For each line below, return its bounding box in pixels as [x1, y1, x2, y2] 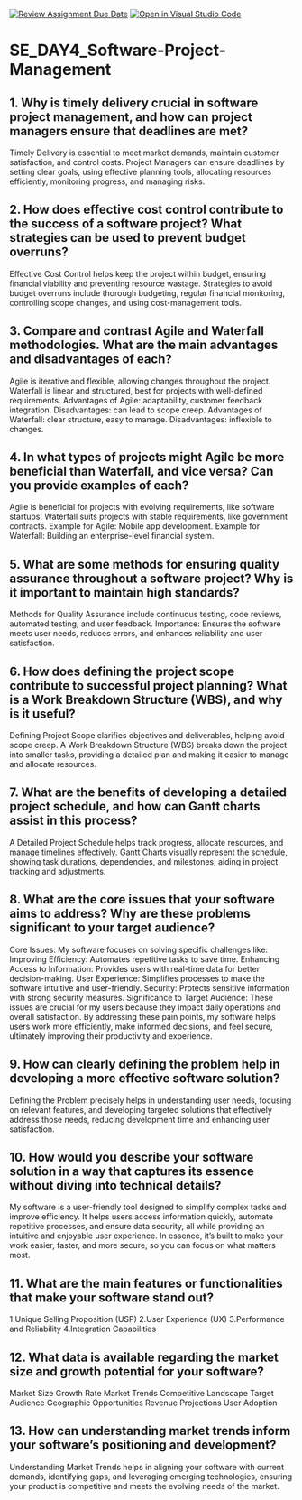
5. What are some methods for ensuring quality [9, 556, 280, 572]
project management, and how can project [9, 109, 252, 125]
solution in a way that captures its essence [9, 1163, 255, 1179]
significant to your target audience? [9, 921, 215, 936]
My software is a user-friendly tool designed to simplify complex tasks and [9, 1201, 287, 1213]
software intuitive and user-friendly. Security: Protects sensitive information [9, 982, 290, 993]
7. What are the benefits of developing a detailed [9, 785, 287, 801]
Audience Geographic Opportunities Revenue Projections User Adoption [9, 1397, 278, 1408]
